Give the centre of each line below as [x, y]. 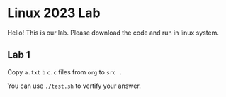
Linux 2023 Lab [54, 13]
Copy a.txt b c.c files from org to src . [65, 72]
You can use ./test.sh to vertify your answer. [74, 86]
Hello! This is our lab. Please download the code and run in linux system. [113, 33]
